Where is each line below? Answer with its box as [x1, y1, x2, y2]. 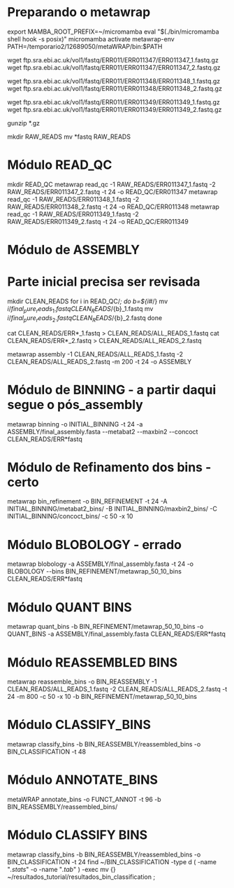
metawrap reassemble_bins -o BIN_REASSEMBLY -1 [7, 677, 157, 686]
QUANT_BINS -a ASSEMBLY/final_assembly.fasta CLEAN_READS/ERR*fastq [7, 630, 226, 638]
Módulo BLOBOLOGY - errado [7, 536, 182, 553]
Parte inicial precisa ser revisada [7, 274, 200, 290]
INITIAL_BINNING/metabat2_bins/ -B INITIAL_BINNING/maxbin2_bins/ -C [7, 505, 218, 513]
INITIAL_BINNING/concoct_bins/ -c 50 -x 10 [7, 512, 133, 520]
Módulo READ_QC [7, 157, 112, 173]
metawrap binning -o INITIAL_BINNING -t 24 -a [7, 419, 143, 428]
